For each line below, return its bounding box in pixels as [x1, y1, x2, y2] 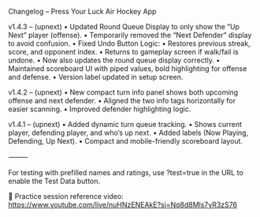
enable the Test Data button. [8, 177, 101, 185]
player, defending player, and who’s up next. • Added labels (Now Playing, [8, 128, 249, 137]
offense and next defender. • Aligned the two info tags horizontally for [8, 96, 236, 105]
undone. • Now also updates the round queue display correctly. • [8, 55, 221, 65]
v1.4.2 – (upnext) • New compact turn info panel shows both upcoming [8, 88, 239, 97]
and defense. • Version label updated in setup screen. [8, 73, 184, 81]
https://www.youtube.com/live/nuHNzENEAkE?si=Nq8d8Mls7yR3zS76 [8, 200, 238, 209]
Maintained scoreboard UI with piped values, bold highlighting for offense [8, 64, 247, 73]
